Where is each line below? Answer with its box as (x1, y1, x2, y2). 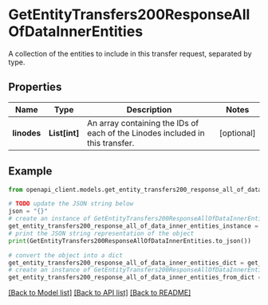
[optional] (219, 127, 256, 139)
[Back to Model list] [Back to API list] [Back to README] (8, 288, 191, 298)
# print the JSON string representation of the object (8, 229, 195, 237)
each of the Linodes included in (86, 127, 205, 139)
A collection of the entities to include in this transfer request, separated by (8, 49, 252, 58)
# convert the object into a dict (8, 251, 124, 260)
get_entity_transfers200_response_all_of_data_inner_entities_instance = (8, 222, 259, 230)
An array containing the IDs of (86, 117, 199, 128)
